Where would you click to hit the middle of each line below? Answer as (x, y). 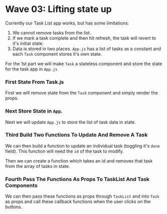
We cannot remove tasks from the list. (52, 32)
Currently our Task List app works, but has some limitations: (67, 23)
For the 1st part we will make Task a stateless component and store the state (84, 63)
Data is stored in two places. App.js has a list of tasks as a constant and (87, 48)
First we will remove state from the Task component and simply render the (81, 93)
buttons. (14, 207)
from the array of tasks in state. (38, 166)
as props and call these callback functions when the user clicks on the (78, 201)
